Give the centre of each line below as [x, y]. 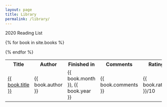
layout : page [19, 10]
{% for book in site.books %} [35, 43]
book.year [79, 91]
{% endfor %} [19, 52]
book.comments [119, 85]
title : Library [21, 14]
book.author [48, 85]
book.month [82, 79]
